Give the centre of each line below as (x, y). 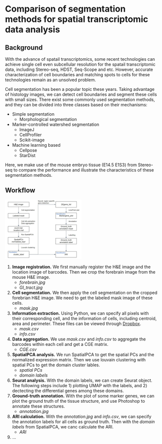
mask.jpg (29, 308)
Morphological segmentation (48, 119)
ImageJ (27, 129)
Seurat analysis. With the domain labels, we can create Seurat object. (82, 380)
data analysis (32, 30)
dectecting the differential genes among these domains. (68, 391)
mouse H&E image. (31, 277)
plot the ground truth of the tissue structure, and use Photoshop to (79, 401)
